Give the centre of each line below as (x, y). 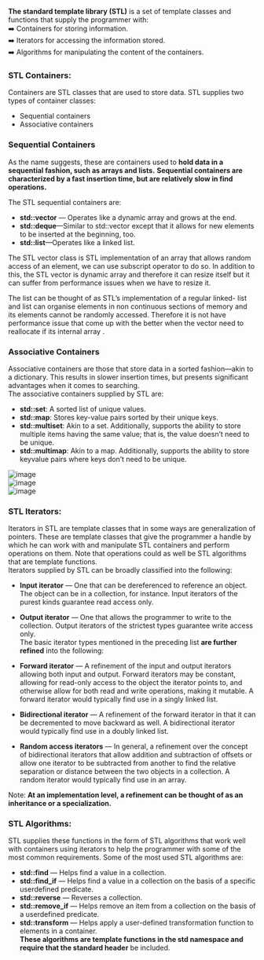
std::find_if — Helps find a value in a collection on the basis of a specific (137, 881)
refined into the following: (62, 650)
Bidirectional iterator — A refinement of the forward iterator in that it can (137, 715)
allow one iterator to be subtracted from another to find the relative (128, 763)
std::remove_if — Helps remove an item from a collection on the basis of (137, 906)
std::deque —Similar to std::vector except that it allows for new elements (137, 225)
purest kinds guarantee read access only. (86, 602)
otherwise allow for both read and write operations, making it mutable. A (136, 691)
